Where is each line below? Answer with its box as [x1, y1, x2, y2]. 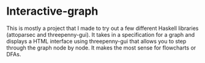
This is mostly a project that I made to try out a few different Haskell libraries [6, 24, 199, 32]
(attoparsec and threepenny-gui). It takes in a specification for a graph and [6, 31, 195, 38]
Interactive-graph [6, 4, 99, 18]
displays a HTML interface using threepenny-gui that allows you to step [6, 37, 187, 45]
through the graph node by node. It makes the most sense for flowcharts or [6, 44, 196, 51]
